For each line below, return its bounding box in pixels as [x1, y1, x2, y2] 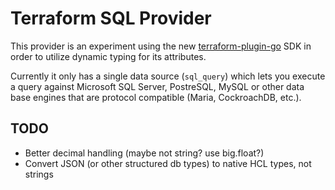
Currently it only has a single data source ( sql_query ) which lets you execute [10, 70, 326, 82]
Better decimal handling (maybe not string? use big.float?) [24, 147, 265, 159]
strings [24, 168, 54, 180]
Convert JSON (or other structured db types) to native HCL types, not [24, 157, 312, 169]
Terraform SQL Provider [10, 7, 212, 30]
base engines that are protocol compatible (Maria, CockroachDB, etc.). [10, 91, 302, 103]
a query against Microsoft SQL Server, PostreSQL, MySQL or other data [10, 80, 305, 92]
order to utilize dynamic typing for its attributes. [10, 50, 207, 62]
